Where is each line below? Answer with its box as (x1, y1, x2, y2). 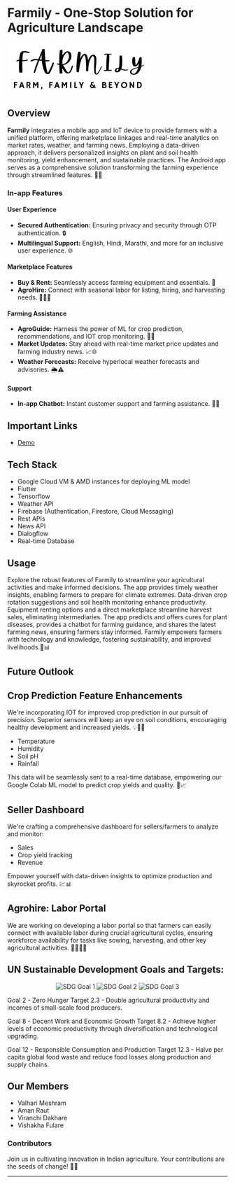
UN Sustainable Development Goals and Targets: (7, 964, 225, 975)
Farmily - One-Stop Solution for (7, 5, 194, 21)
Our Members (7, 1080, 69, 1092)
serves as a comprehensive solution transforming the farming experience (7, 163, 219, 171)
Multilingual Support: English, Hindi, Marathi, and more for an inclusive (17, 239, 224, 247)
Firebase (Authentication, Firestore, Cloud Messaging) (17, 507, 174, 516)
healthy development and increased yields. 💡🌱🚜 (7, 723, 145, 732)
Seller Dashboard (7, 803, 85, 816)
